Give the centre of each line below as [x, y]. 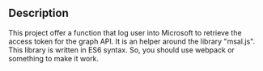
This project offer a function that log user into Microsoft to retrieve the [125, 32]
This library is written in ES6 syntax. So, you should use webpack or [121, 50]
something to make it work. [54, 58]
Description [38, 13]
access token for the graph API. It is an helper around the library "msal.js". [132, 41]
